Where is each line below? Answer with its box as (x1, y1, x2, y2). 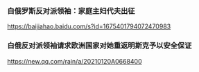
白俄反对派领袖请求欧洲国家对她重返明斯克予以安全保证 (7, 41, 192, 51)
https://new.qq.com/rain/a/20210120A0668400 (7, 57, 142, 65)
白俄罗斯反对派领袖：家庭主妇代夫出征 (7, 6, 135, 15)
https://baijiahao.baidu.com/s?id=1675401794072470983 (7, 22, 171, 30)
